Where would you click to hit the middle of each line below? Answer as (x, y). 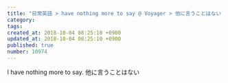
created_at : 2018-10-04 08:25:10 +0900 (64, 33)
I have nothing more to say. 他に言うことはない (73, 72)
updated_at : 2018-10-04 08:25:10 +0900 (64, 39)
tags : (15, 26)
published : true (30, 45)
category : (21, 20)
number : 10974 (27, 52)
